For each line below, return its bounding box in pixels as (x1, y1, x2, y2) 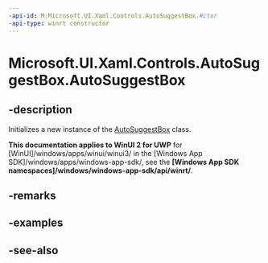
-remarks (8, 188, 56, 202)
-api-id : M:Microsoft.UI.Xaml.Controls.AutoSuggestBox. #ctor (8, 11, 218, 20)
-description (8, 103, 72, 117)
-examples (8, 216, 64, 230)
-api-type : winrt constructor (8, 19, 110, 27)
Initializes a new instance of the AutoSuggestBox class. (8, 124, 192, 134)
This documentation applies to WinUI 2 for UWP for (8, 140, 183, 150)
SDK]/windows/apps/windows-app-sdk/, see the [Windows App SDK (8, 157, 240, 166)
